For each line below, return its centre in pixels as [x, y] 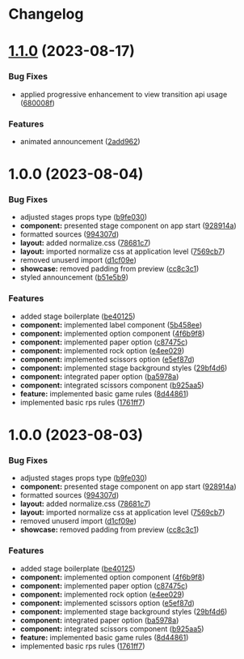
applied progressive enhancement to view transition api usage [124, 94]
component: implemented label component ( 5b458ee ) [111, 324]
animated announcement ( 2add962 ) [80, 141]
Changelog [46, 14]
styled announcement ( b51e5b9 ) [74, 277]
